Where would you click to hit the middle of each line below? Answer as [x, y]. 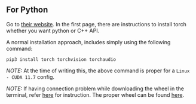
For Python [27, 10]
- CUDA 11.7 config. [30, 77]
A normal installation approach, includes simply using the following [88, 42]
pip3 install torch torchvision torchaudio [61, 59]
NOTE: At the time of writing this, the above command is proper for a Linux [98, 71]
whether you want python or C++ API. [53, 30]
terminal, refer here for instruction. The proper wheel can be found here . [95, 94]
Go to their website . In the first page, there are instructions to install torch [96, 24]
